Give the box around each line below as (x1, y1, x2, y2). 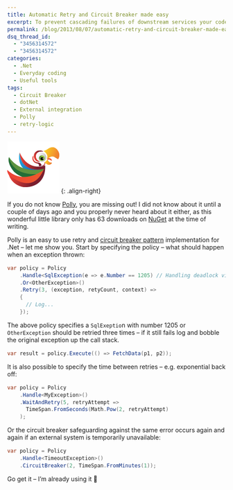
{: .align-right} (60, 186, 102, 195)
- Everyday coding (13, 69, 67, 76)
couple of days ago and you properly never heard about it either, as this (7, 207, 212, 216)
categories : (7, 55, 42, 62)
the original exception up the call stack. (7, 335, 120, 344)
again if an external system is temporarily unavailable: (7, 433, 161, 441)
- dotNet (13, 99, 39, 106)
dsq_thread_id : (7, 33, 51, 40)
